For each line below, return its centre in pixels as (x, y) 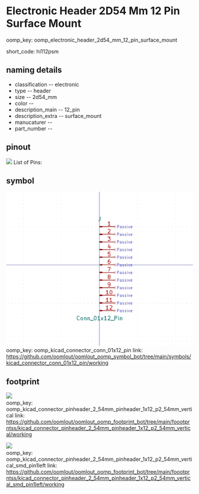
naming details (34, 70)
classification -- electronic (47, 84)
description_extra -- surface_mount (58, 116)
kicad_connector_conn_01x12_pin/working (57, 363)
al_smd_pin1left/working (35, 484)
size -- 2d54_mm (36, 97)
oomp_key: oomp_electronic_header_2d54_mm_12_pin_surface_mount (92, 40)
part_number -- (33, 128)
